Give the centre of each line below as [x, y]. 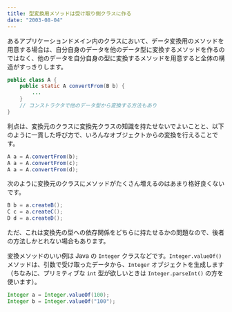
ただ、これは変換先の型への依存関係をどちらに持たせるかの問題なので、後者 [116, 232]
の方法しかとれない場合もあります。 [58, 241]
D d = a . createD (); [35, 218]
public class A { [32, 80]
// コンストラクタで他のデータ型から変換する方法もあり [88, 105]
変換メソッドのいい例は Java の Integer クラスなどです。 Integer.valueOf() [115, 256]
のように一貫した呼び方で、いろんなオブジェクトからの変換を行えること [110, 135]
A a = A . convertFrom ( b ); [43, 157]
